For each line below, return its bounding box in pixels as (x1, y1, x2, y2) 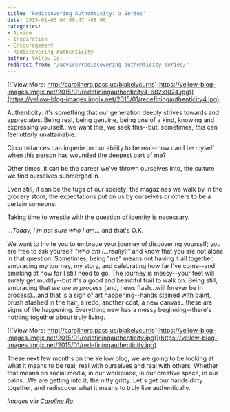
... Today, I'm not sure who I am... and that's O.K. (7, 226, 144, 234)
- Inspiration (7, 36, 48, 43)
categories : (7, 23, 41, 30)
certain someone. (7, 199, 57, 207)
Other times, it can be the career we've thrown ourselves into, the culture (7, 164, 215, 172)
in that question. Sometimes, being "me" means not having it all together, (7, 254, 215, 262)
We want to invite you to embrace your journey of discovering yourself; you (7, 239, 221, 248)
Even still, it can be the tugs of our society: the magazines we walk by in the (7, 185, 222, 193)
